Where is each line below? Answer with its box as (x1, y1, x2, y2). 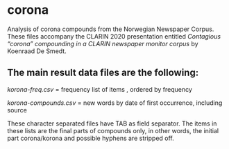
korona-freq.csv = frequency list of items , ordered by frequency (7, 85, 193, 93)
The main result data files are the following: (7, 67, 199, 79)
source (7, 106, 28, 114)
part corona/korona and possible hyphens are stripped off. (7, 134, 175, 142)
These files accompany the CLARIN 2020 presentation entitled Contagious (7, 32, 221, 40)
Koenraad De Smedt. (7, 47, 67, 55)
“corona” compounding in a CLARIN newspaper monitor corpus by (7, 39, 199, 48)
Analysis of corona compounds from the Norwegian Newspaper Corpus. (7, 25, 214, 33)
